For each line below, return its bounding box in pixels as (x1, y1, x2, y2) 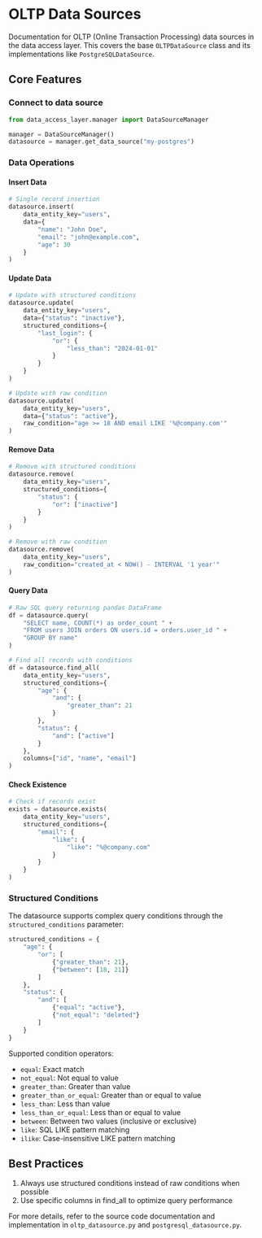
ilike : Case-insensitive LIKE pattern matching (20, 1133, 176, 1143)
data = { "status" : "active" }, (23, 412, 118, 420)
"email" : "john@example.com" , (37, 233, 140, 241)
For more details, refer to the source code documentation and (8, 1211, 216, 1221)
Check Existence (8, 779, 67, 789)
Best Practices (8, 1157, 84, 1170)
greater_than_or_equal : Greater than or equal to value (20, 1090, 202, 1100)
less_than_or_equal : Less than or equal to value (20, 1107, 181, 1117)
